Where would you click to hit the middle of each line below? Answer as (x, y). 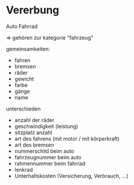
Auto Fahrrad (22, 26)
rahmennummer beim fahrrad (50, 163)
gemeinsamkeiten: (28, 49)
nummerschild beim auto (44, 151)
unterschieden (23, 109)
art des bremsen (34, 145)
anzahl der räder (34, 120)
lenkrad (24, 169)
